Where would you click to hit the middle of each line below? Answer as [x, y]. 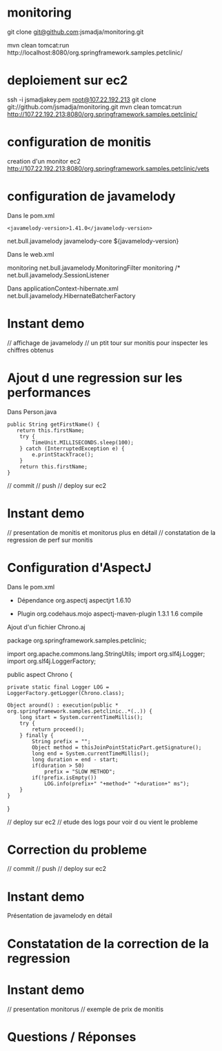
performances [49, 392]
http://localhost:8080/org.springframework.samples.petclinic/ [95, 52]
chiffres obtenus [30, 350]
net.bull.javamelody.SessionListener [58, 275]
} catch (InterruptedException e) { [72, 449]
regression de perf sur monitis [50, 540]
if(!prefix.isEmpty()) [64, 778]
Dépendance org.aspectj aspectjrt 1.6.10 [74, 600]
